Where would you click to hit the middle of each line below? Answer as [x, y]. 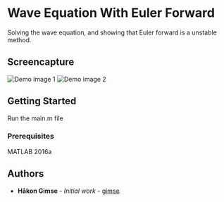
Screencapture [41, 62]
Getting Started [42, 101]
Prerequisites [31, 137]
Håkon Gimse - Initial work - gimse [68, 191]
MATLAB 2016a [30, 151]
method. [19, 39]
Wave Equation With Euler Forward [111, 13]
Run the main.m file [35, 118]
